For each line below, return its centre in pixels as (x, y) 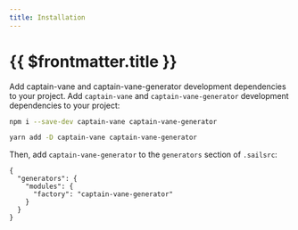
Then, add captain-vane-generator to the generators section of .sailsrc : (144, 155)
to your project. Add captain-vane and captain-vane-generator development (149, 95)
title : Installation (48, 17)
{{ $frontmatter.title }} (93, 61)
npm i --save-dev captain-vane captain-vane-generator (113, 121)
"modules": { (50, 187)
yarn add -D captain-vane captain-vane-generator (103, 138)
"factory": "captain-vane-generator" (103, 194)
